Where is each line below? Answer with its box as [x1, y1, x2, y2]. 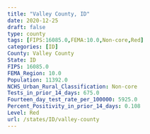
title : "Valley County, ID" [7, 10, 91, 18]
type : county [7, 30, 46, 38]
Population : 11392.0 [7, 76, 69, 84]
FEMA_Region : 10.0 [7, 69, 62, 77]
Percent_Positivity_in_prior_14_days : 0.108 [7, 103, 141, 110]
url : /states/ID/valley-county [7, 116, 100, 123]
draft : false [7, 23, 46, 30]
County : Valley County [7, 50, 74, 57]
